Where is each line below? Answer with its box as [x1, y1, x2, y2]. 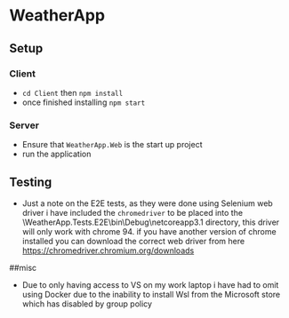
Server [9, 119, 40, 131]
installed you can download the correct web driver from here [21, 235, 245, 246]
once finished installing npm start [21, 97, 146, 107]
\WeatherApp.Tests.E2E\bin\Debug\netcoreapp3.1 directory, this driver [21, 217, 280, 227]
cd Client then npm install [21, 87, 124, 98]
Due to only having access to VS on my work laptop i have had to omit [21, 279, 279, 290]
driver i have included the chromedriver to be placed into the [21, 207, 243, 218]
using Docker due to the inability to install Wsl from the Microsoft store [21, 289, 281, 299]
